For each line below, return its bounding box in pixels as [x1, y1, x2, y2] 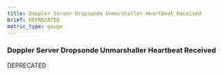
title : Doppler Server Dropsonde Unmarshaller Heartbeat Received [7, 10, 202, 17]
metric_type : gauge [7, 23, 63, 30]
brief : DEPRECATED [7, 17, 60, 23]
